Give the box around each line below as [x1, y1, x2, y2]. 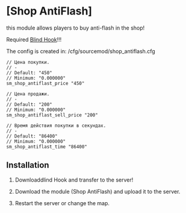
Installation [6, 160, 49, 170]
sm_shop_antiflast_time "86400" [6, 144, 87, 150]
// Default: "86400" [6, 133, 58, 139]
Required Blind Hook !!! [6, 36, 62, 43]
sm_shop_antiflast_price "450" [6, 80, 85, 86]
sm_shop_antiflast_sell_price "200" [6, 112, 98, 118]
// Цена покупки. [6, 59, 50, 65]
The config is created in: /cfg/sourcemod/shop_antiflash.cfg [6, 47, 155, 55]
